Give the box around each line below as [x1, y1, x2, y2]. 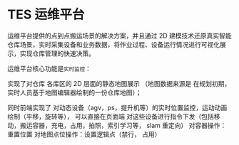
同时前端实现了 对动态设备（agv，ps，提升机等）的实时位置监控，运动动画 [7, 103, 228, 112]
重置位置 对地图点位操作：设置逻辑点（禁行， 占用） [7, 129, 161, 139]
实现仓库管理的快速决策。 [19, 49, 95, 58]
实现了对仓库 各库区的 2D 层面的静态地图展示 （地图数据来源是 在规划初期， [7, 79, 231, 87]
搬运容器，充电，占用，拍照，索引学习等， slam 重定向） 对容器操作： [19, 121, 227, 129]
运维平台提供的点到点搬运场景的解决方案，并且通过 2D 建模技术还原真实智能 [7, 31, 232, 40]
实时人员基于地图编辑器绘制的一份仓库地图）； [7, 88, 142, 97]
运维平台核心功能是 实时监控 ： [7, 64, 91, 72]
